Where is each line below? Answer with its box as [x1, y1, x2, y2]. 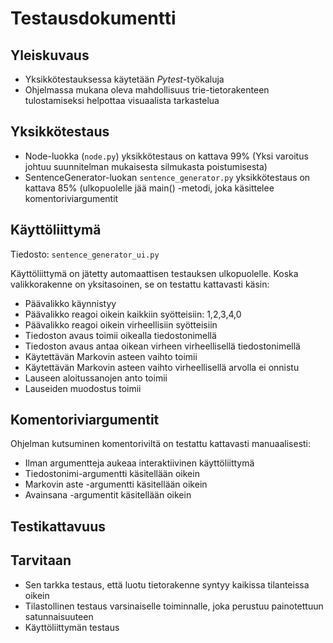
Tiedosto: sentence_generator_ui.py [10, 248, 160, 260]
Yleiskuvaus [10, 47, 90, 64]
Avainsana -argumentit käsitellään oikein [24, 489, 192, 501]
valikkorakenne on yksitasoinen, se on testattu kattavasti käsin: [10, 278, 270, 290]
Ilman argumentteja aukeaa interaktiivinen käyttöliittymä [24, 457, 255, 469]
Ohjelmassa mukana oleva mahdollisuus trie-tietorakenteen [24, 84, 270, 96]
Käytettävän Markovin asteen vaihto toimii [24, 350, 198, 362]
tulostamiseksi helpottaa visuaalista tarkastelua [24, 95, 220, 106]
